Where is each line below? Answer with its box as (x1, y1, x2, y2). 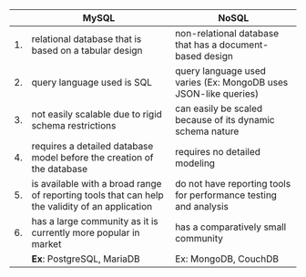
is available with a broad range (31, 178, 162, 190)
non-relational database (174, 27, 280, 39)
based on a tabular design (31, 45, 143, 56)
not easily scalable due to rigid (31, 108, 162, 120)
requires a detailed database (31, 140, 154, 152)
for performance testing (174, 189, 278, 201)
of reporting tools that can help (31, 189, 164, 201)
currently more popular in (31, 227, 140, 239)
